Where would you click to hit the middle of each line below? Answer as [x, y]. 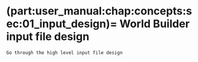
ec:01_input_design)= [62, 24]
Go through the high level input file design [64, 52]
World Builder [155, 24]
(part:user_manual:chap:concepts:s [99, 11]
